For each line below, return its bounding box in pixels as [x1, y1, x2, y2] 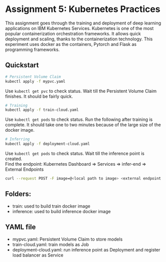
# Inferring [5, 137, 30, 142]
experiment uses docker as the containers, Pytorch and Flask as [5, 41, 137, 47]
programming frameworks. [5, 46, 60, 52]
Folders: [5, 190, 31, 198]
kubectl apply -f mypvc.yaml [5, 79, 66, 84]
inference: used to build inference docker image [12, 208, 111, 214]
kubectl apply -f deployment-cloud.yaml [5, 141, 90, 147]
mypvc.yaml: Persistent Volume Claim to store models [12, 236, 123, 242]
